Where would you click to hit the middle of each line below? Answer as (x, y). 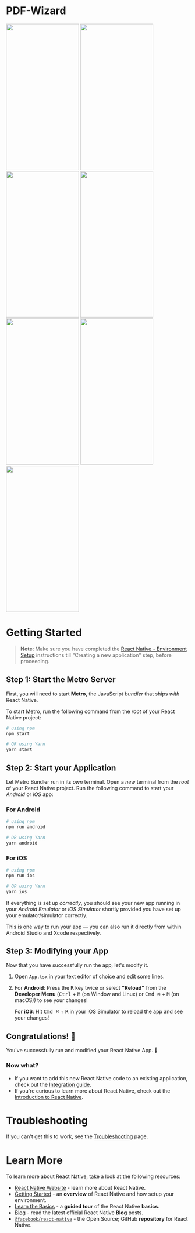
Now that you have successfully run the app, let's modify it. (77, 965)
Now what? (22, 1066)
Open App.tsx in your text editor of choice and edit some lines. (89, 977)
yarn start (19, 750)
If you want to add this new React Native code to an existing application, (101, 1078)
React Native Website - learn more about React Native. (80, 1188)
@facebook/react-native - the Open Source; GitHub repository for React (101, 1219)
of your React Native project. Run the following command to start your (90, 788)
